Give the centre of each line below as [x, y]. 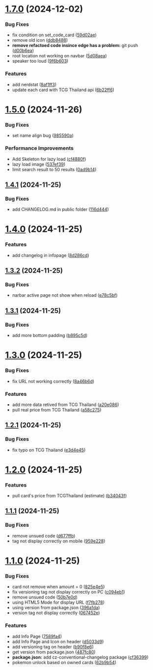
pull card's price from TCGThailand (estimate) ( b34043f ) [69, 496]
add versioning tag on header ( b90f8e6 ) [53, 646]
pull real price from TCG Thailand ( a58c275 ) [57, 410]
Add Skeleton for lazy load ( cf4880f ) [49, 159]
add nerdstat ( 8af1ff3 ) [34, 84]
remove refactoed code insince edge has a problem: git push [75, 46]
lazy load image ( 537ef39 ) [39, 164]
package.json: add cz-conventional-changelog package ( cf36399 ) [80, 657]
